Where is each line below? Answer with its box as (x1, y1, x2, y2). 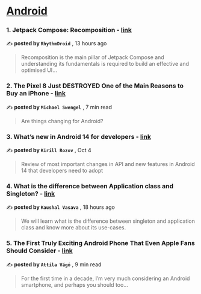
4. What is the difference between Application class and (6, 182, 173, 190)
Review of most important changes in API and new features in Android (20, 161, 195, 168)
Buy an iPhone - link (6, 89, 66, 98)
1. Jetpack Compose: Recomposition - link (6, 26, 132, 34)
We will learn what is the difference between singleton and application (20, 217, 196, 225)
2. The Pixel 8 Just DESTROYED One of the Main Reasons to (6, 81, 184, 90)
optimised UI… (20, 66, 57, 74)
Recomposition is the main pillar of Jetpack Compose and (20, 54, 164, 61)
